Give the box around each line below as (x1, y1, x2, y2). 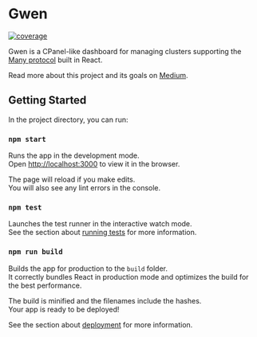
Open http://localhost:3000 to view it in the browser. (8, 159, 180, 169)
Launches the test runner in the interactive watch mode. (8, 219, 193, 229)
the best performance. (8, 280, 82, 290)
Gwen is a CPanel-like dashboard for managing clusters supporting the (8, 46, 242, 56)
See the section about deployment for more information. (8, 319, 193, 329)
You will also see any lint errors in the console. (8, 183, 161, 193)
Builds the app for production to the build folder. (8, 264, 168, 273)
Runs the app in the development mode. (8, 151, 140, 160)
